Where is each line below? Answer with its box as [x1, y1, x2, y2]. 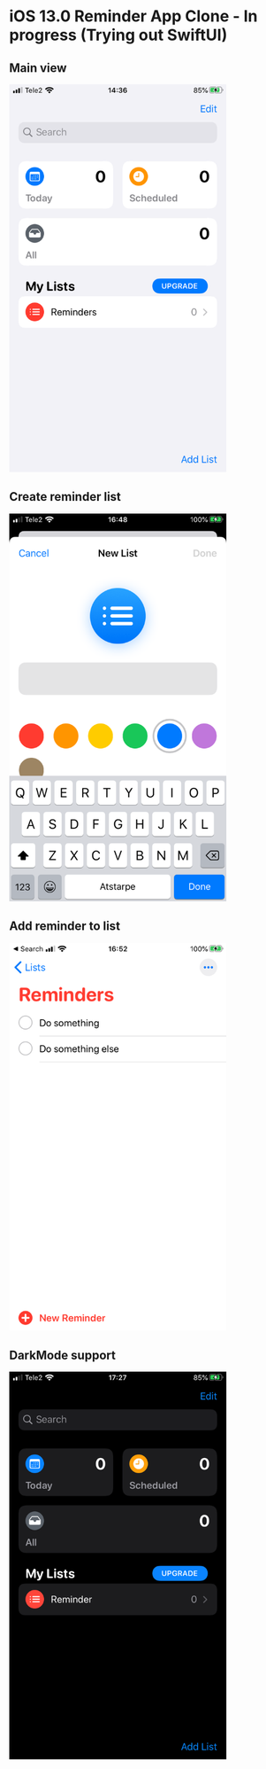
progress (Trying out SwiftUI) [9, 25, 228, 45]
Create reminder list [9, 489, 122, 504]
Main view [9, 60, 67, 75]
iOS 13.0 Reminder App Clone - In [9, 6, 258, 27]
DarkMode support [9, 1348, 117, 1363]
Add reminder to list [9, 919, 121, 934]
